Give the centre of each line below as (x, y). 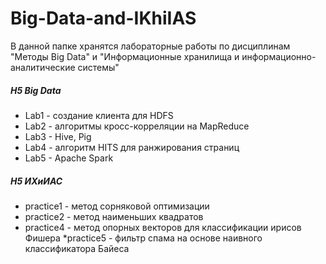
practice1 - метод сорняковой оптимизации (117, 206)
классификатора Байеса (77, 248)
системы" (98, 67)
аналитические (43, 67)
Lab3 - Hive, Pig (58, 136)
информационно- (279, 56)
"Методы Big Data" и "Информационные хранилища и (125, 56)
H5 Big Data (36, 90)
